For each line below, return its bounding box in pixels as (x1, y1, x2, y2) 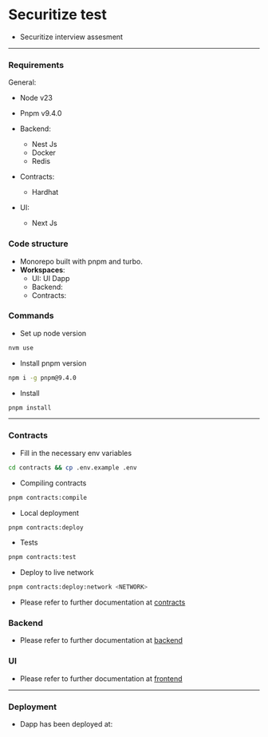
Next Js (31, 218, 57, 228)
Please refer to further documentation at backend (19, 636, 183, 645)
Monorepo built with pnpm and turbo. (19, 256, 144, 266)
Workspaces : (19, 265, 65, 275)
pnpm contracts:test (8, 553, 77, 561)
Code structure (8, 238, 69, 249)
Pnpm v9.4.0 (19, 109, 62, 118)
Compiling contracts (19, 477, 87, 488)
